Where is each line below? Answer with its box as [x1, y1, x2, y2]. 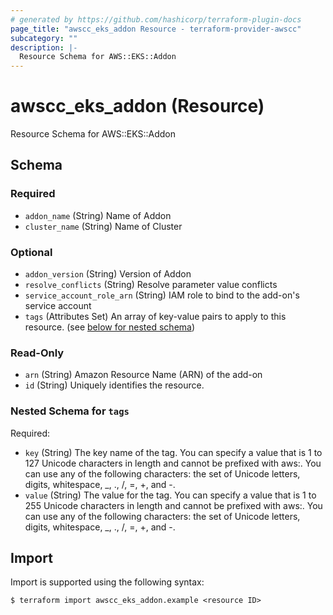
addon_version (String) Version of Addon [24, 268, 192, 280]
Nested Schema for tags [10, 404, 130, 418]
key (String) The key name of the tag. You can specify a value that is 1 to [24, 446, 323, 458]
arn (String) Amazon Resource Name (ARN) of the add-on [24, 369, 263, 381]
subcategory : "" [10, 33, 78, 43]
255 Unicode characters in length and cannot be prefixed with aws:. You [24, 499, 323, 511]
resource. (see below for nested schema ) [24, 321, 196, 333]
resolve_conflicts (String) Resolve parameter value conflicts [24, 279, 278, 291]
